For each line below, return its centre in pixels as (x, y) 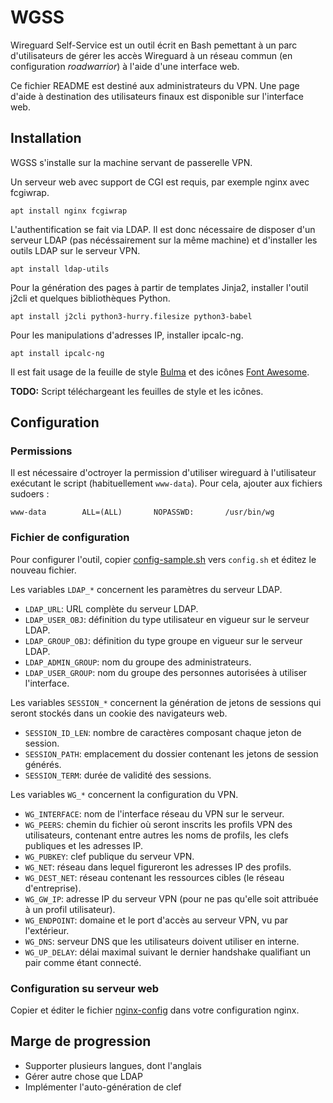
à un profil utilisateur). (70, 909)
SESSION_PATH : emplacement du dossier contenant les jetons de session (171, 753)
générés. (43, 764)
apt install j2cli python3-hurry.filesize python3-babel (131, 316)
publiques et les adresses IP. (84, 845)
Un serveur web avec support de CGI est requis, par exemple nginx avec (160, 182)
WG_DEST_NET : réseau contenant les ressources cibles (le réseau (154, 877)
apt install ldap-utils (60, 269)
